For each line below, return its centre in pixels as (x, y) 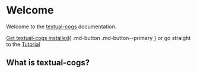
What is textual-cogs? (48, 63)
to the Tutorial (23, 44)
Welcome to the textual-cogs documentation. (61, 26)
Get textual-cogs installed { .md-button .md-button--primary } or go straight (99, 38)
